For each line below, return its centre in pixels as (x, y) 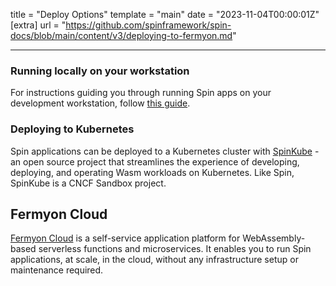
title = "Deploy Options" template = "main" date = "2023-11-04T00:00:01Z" (165, 14)
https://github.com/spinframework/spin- (148, 25)
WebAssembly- (274, 238)
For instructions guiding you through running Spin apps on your (141, 93)
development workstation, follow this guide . (100, 103)
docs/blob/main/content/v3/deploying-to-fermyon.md (121, 35)
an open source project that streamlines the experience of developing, (155, 161)
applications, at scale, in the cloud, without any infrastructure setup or (154, 260)
